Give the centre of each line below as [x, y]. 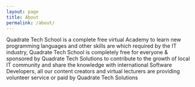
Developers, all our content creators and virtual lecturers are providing [93, 72]
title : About [22, 17]
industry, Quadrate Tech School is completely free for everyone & [87, 52]
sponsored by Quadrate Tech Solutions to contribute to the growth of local [98, 59]
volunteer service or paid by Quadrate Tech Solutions [72, 77]
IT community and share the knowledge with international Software [89, 65]
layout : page [22, 12]
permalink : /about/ [31, 23]
